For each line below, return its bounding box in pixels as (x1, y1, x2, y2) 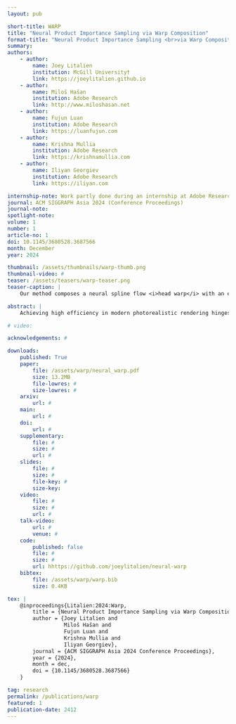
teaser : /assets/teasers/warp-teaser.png (7, 277, 131, 285)
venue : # (32, 530, 58, 538)
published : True (20, 354, 68, 361)
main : (20, 406, 37, 413)
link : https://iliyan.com (32, 180, 109, 187)
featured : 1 (7, 699, 42, 706)
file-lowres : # (32, 380, 77, 387)
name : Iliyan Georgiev (32, 167, 99, 174)
